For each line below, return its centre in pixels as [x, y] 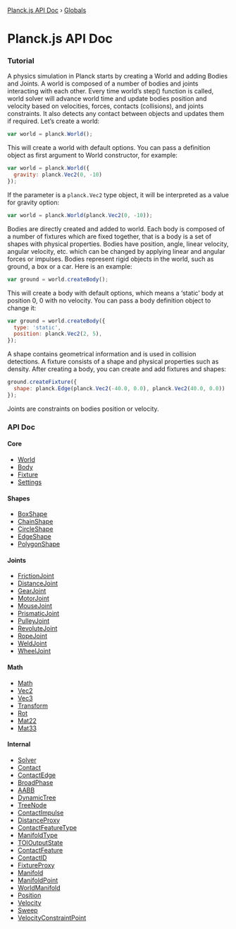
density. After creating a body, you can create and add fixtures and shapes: [117, 369]
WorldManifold [39, 887]
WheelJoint [34, 651]
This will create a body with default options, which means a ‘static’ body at [116, 293]
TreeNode [32, 805]
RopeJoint [32, 636]
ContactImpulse [41, 812]
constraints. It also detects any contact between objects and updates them [116, 114]
